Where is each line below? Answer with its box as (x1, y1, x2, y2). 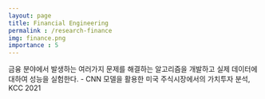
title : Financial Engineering (8, 19, 109, 27)
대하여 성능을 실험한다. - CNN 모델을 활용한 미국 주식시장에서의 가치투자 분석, (8, 74, 251, 84)
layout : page (8, 11, 52, 20)
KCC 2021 (8, 83, 42, 93)
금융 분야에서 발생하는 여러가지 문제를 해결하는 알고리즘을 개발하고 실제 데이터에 (8, 65, 258, 74)
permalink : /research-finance (8, 26, 113, 34)
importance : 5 (8, 42, 59, 49)
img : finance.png (8, 34, 66, 42)
